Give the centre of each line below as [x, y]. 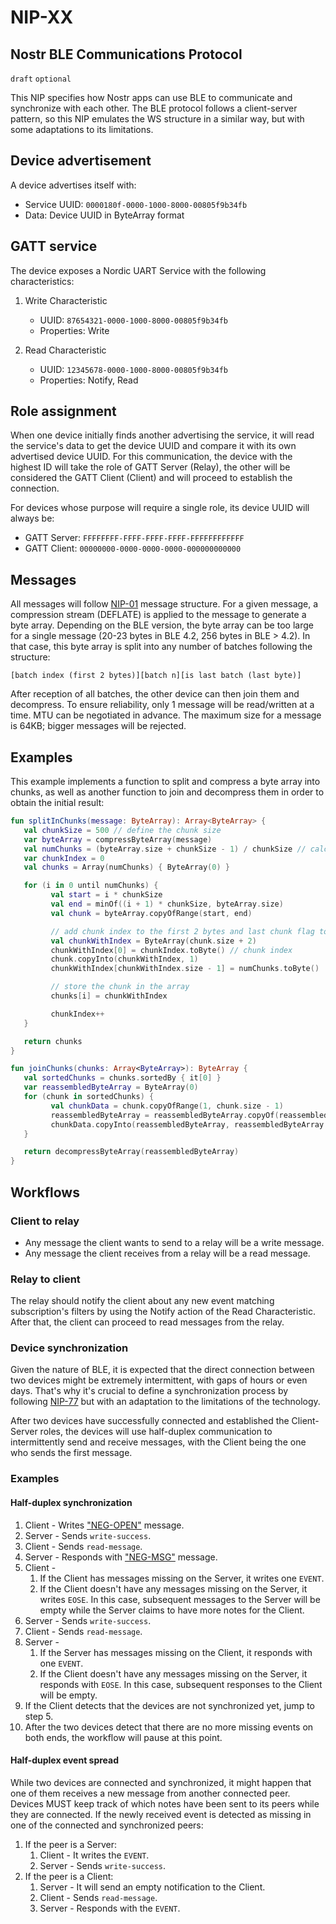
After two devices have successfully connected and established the [150, 1421]
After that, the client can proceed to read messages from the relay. [147, 1322]
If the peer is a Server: [70, 1844]
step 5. [39, 1716]
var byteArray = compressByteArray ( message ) [118, 839]
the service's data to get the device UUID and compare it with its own [153, 446]
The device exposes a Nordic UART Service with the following [138, 270]
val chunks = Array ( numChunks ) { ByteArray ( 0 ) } [126, 867]
